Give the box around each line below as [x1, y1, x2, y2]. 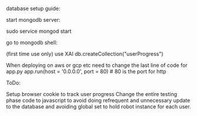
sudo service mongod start [6, 28, 72, 35]
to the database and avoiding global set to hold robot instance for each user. [6, 103, 191, 110]
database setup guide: [6, 5, 61, 12]
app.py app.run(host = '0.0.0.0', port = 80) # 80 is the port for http [6, 68, 166, 75]
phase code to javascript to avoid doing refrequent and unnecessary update [6, 97, 191, 104]
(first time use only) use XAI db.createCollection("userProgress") [6, 50, 163, 57]
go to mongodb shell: [6, 39, 58, 46]
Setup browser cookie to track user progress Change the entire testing [6, 91, 178, 97]
